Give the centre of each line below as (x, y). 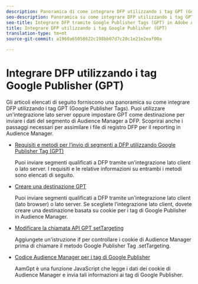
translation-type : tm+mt (37, 34)
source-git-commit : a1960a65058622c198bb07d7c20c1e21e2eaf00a (84, 39)
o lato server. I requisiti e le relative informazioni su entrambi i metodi (98, 169)
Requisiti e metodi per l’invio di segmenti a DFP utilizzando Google (95, 144)
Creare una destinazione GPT (50, 186)
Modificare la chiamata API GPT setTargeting (69, 228)
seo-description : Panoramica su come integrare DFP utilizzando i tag (95, 17)
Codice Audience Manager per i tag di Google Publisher (82, 257)
